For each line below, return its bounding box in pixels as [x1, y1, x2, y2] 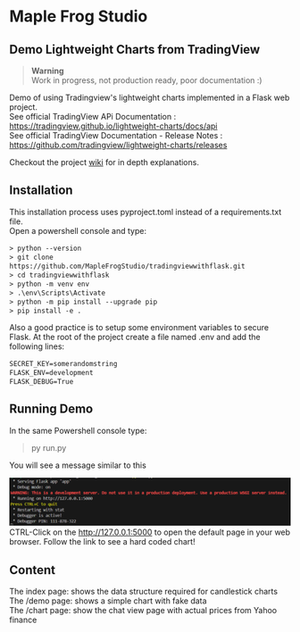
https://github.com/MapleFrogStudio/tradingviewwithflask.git [9, 262, 246, 270]
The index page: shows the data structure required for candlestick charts [9, 586, 279, 597]
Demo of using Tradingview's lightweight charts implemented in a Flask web [9, 92, 290, 103]
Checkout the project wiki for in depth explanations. [9, 157, 199, 167]
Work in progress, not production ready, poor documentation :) [30, 75, 262, 86]
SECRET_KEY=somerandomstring [9, 359, 118, 368]
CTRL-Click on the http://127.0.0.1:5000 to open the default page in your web [9, 527, 291, 537]
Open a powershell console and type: [9, 225, 147, 236]
